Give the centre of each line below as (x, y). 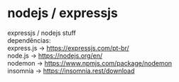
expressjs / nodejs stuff (42, 33)
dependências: (29, 40)
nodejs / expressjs (63, 13)
